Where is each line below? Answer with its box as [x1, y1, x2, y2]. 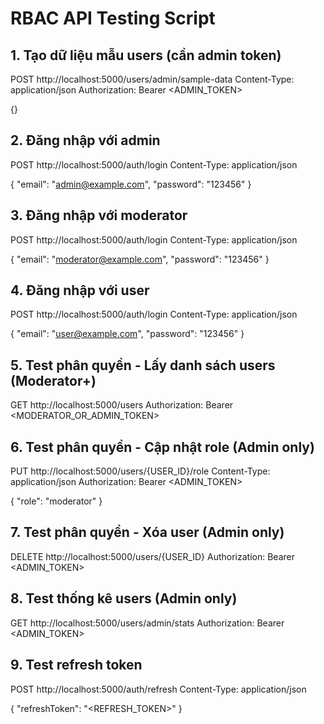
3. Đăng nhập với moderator [10, 207, 188, 224]
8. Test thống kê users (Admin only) [10, 590, 238, 607]
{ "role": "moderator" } [10, 495, 103, 507]
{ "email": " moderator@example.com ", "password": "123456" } [10, 253, 270, 265]
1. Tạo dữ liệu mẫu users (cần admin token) [10, 47, 282, 64]
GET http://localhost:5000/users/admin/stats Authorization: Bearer [10, 617, 285, 629]
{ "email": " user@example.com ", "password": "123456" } [10, 328, 245, 340]
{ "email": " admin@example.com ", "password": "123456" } [10, 178, 252, 190]
